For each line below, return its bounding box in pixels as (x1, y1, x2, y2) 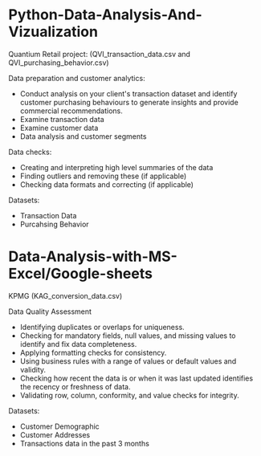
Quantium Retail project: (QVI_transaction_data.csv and (8, 49, 191, 59)
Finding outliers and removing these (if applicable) (19, 171, 187, 181)
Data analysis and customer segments (19, 131, 147, 141)
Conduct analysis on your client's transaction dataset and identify (19, 88, 238, 98)
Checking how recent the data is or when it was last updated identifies (19, 373, 254, 383)
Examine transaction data (19, 114, 104, 124)
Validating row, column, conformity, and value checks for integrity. (19, 390, 239, 400)
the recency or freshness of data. (19, 381, 131, 391)
